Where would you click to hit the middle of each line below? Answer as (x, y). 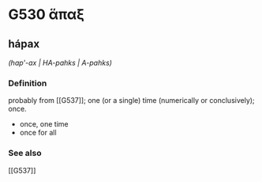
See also (25, 154)
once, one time (44, 124)
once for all (38, 133)
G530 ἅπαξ (47, 15)
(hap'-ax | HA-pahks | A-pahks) (60, 63)
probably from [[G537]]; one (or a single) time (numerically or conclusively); (131, 100)
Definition (28, 83)
